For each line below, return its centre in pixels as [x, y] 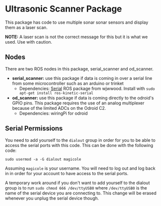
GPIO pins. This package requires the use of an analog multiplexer [78, 103]
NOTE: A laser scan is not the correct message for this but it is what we [76, 37]
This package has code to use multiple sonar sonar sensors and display [77, 22]
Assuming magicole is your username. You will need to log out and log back [80, 168]
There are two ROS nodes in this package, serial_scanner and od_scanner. [79, 69]
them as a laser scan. [26, 27]
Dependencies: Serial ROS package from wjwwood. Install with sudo [87, 88]
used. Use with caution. [29, 42]
